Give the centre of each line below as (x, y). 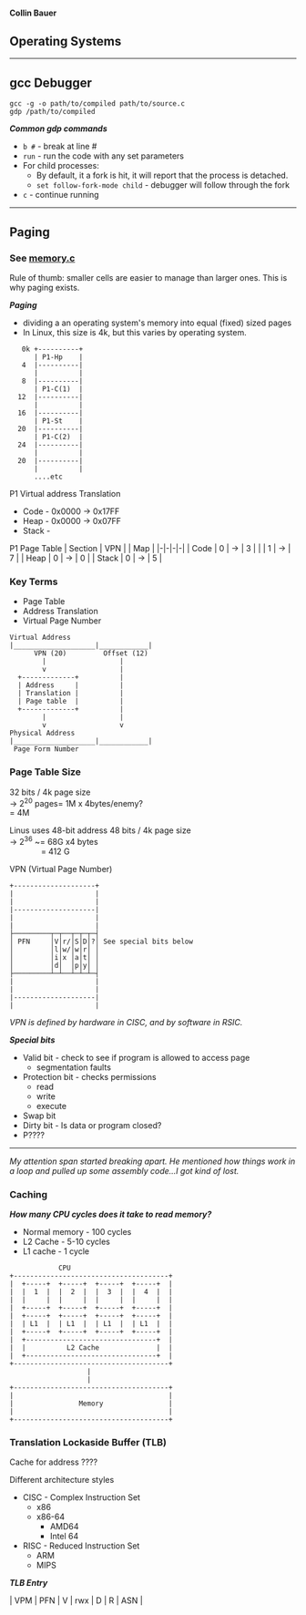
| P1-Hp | (58, 357)
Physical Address (42, 734)
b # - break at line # (60, 147)
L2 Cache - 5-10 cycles (66, 1242)
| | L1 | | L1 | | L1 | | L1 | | (91, 1324)
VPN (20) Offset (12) (91, 653)
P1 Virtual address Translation (65, 493)
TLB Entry (29, 1583)
